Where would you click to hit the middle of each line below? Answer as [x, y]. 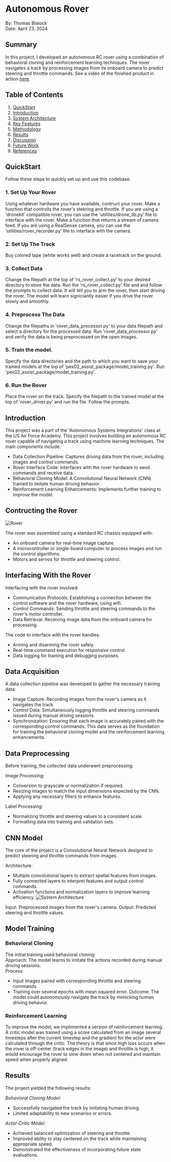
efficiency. [23, 897]
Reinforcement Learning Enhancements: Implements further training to [87, 489]
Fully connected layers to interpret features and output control [78, 881]
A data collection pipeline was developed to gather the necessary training [83, 684]
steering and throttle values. [35, 913]
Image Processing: [25, 776]
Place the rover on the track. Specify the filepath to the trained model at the [85, 396]
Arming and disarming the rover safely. [54, 645]
